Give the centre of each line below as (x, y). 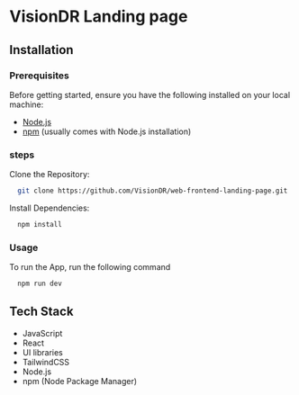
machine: (27, 104)
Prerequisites (39, 76)
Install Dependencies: (50, 208)
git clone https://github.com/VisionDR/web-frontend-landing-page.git (153, 191)
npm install (40, 225)
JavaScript (42, 333)
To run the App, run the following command (90, 267)
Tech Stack (41, 312)
